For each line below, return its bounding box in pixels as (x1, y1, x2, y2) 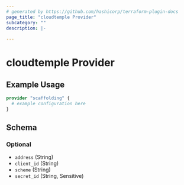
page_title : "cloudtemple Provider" (6, 14, 96, 20)
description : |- (6, 25, 46, 31)
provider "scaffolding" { (6, 95, 70, 101)
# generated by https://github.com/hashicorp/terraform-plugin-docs (6, 8, 179, 15)
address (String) (14, 154, 54, 161)
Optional (6, 140, 31, 148)
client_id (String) (14, 160, 59, 167)
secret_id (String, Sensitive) (14, 173, 84, 180)
